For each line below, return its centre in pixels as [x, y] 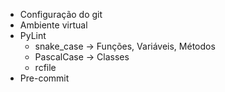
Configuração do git [61, 14]
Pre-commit [44, 78]
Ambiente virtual [53, 25]
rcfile [45, 67]
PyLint [33, 35]
